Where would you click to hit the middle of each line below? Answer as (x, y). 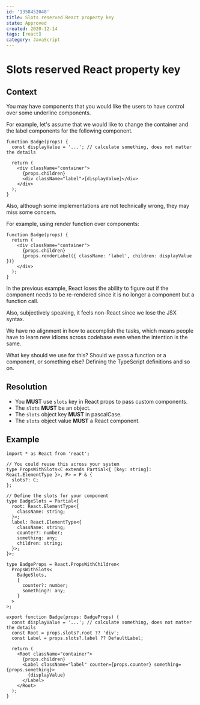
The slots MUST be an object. (53, 408)
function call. (23, 301)
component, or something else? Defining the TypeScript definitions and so (98, 362)
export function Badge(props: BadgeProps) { (63, 617)
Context (22, 92)
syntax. (15, 319)
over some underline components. (49, 113)
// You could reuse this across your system (63, 464)
